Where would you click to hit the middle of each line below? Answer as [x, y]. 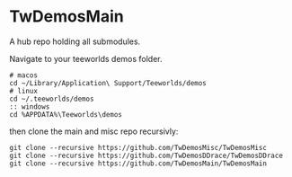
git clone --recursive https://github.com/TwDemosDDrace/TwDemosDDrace [146, 155]
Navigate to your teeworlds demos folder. [86, 58]
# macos [24, 75]
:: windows [30, 106]
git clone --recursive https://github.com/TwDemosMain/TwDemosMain [138, 164]
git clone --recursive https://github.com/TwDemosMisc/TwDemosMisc [138, 147]
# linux [24, 91]
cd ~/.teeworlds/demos [52, 99]
